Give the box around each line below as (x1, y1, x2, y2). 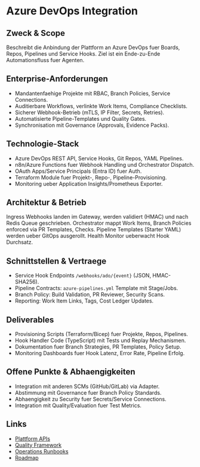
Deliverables (6, 315, 54, 325)
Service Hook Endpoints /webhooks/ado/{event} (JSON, (14, 272, 151, 279)
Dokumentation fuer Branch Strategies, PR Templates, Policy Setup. (14, 343, 181, 350)
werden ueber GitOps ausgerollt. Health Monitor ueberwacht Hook (6, 232, 170, 240)
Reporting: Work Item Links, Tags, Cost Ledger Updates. (14, 297, 154, 304)
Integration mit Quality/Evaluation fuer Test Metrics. (14, 402, 142, 409)
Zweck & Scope (6, 28, 66, 38)
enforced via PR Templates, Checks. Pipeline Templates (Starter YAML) (6, 226, 181, 233)
